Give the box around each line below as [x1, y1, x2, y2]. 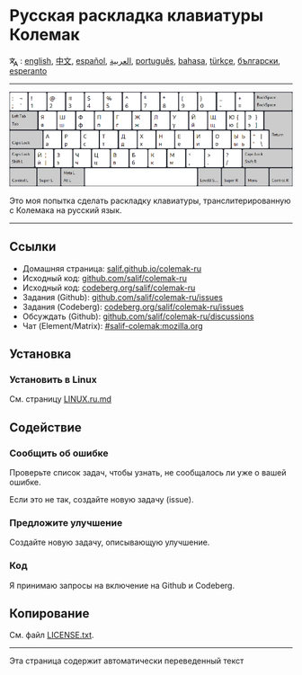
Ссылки [9, 239, 57, 254]
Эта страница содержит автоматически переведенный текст [9, 655, 244, 666]
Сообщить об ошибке [9, 447, 109, 459]
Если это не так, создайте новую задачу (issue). [9, 493, 194, 504]
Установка [9, 346, 72, 361]
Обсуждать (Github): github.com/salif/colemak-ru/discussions [22, 311, 254, 322]
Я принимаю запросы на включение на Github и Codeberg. [9, 580, 235, 591]
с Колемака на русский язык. [9, 204, 123, 216]
